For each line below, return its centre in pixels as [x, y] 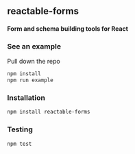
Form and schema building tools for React [68, 28]
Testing [20, 129]
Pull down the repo [34, 62]
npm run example [30, 80]
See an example [34, 46]
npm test [20, 144]
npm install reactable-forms [49, 112]
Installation [26, 97]
